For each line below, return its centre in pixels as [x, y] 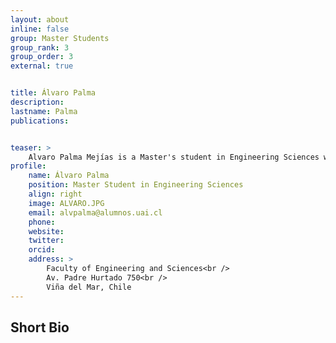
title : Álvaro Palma [53, 93]
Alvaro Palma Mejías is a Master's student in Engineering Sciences [174, 157]
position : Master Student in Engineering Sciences [136, 185]
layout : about [40, 19]
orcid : [42, 250]
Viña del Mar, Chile [89, 287]
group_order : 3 [42, 57]
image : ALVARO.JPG [66, 203]
